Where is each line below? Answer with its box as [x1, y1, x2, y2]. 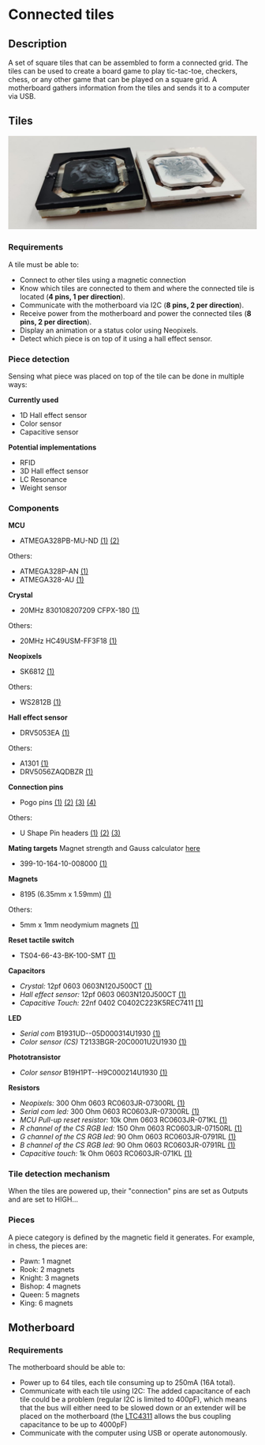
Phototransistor [8, 1052, 62, 1062]
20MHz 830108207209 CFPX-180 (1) [19, 606, 140, 615]
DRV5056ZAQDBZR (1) [19, 767, 94, 777]
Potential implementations [8, 442, 97, 452]
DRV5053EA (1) [19, 728, 70, 738]
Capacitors [8, 966, 46, 976]
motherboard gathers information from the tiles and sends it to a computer [8, 83, 250, 92]
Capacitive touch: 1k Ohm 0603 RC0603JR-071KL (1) [19, 1149, 192, 1158]
